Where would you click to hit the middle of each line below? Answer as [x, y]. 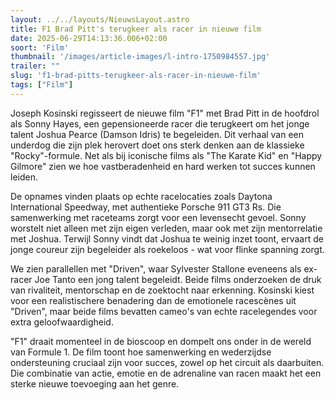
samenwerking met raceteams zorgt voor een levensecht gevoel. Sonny [158, 217]
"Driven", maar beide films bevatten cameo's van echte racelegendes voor [164, 311]
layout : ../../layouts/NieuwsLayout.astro [100, 19]
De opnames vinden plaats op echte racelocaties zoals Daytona [141, 196]
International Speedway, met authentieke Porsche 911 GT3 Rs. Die [146, 207]
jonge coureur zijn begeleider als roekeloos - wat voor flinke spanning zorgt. [167, 249]
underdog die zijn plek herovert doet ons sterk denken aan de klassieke [157, 145]
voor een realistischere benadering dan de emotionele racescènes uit [153, 300]
